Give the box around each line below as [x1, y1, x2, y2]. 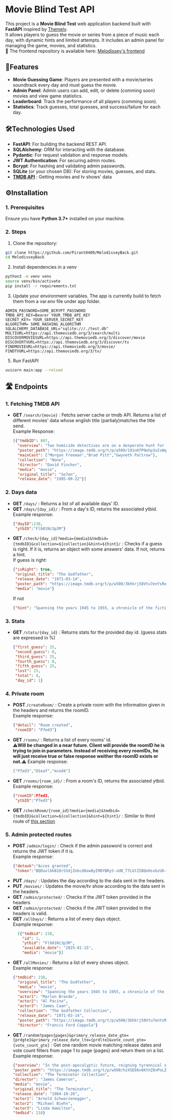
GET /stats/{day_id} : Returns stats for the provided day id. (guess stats [12, 629, 167, 635]
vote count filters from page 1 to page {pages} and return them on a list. [12, 1047, 165, 1053]
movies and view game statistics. [12, 92, 83, 99]
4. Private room [5, 690, 45, 697]
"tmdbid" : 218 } [12, 1110, 46, 1115]
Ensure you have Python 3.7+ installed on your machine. [5, 216, 125, 222]
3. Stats [5, 617, 25, 624]
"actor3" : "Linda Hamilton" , [12, 1106, 75, 1111]
